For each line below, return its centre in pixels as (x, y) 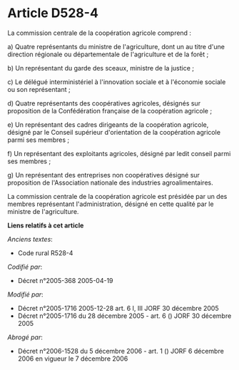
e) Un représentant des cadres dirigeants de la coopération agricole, (108, 124)
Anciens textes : (30, 239)
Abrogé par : (25, 337)
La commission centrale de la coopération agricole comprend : (99, 33)
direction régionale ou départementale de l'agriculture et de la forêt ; (108, 54)
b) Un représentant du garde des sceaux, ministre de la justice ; (101, 68)
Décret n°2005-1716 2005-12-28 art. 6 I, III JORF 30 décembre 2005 (118, 308)
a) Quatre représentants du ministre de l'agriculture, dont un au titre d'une (116, 46)
